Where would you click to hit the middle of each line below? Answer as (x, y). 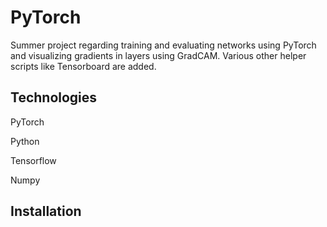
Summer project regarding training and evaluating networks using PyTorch (163, 45)
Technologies (54, 97)
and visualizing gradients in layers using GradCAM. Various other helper (158, 55)
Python (25, 141)
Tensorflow (33, 160)
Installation (46, 211)
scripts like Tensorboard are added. (83, 66)
